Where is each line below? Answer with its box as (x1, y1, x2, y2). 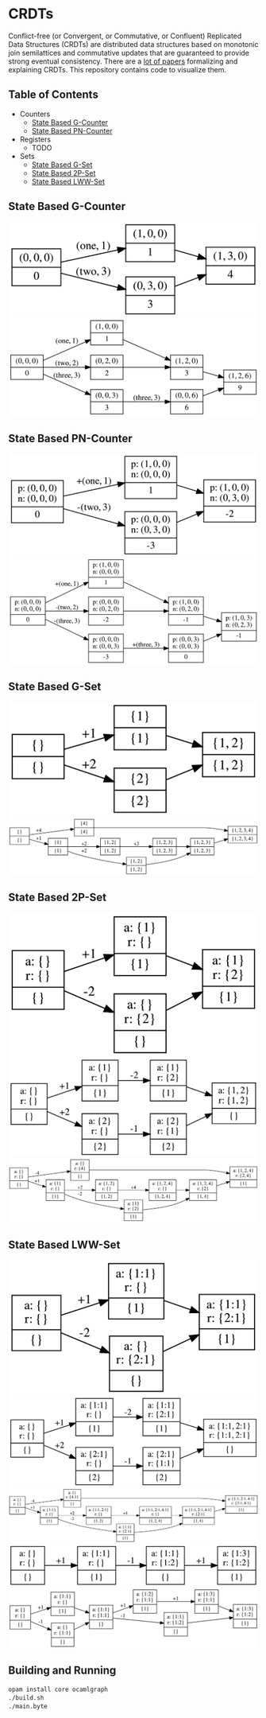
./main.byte (8, 1702, 48, 1710)
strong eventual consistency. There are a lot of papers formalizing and (8, 56, 238, 66)
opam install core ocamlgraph (8, 1685, 109, 1694)
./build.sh (8, 1694, 44, 1702)
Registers (19, 134, 52, 144)
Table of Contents (8, 88, 99, 102)
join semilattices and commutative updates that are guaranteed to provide (8, 48, 250, 57)
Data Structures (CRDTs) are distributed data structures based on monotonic (8, 39, 259, 49)
